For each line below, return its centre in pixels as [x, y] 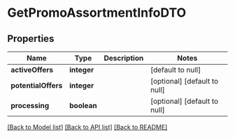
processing [30, 106]
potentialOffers [37, 85]
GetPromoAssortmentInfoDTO [97, 13]
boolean [83, 106]
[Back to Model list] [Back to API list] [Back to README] [87, 127]
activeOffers [32, 70]
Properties [31, 39]
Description [124, 58]
